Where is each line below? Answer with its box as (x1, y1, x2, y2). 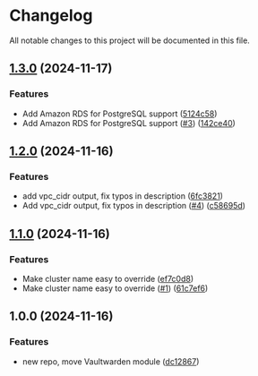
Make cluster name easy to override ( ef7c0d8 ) (21, 274, 194, 284)
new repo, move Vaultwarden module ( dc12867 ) (21, 355, 200, 367)
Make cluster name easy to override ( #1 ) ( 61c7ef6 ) (21, 283, 209, 294)
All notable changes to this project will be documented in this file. (9, 35, 251, 46)
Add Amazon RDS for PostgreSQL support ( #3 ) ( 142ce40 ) (21, 117, 236, 128)
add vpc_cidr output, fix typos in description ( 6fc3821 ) (21, 191, 224, 201)
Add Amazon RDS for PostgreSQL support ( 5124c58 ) (21, 108, 218, 119)
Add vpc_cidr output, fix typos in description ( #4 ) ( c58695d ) (21, 201, 246, 211)
